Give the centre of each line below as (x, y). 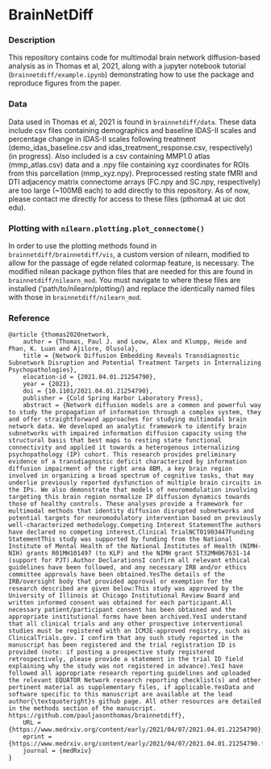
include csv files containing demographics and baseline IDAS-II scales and (132, 130)
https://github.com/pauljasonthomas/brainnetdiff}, (97, 716)
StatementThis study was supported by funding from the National (120, 539)
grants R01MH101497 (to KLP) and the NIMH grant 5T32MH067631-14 (138, 554)
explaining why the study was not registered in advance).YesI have (126, 667)
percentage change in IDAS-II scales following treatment (102, 139)
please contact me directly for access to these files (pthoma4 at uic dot (127, 198)
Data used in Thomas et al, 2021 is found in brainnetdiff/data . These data (132, 122)
